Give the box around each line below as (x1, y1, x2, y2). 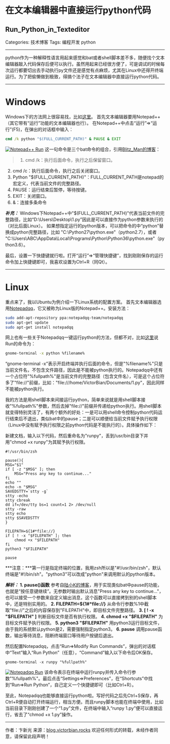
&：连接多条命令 (12, 199, 47, 205)
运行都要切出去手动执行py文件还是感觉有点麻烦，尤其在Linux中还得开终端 (9, 67, 163, 73)
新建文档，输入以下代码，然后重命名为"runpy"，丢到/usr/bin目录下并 (5, 433, 148, 439)
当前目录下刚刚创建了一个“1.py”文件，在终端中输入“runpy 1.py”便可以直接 (5, 705, 158, 711)
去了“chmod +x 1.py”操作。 (18, 712, 75, 718)
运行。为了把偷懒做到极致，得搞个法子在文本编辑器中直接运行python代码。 (5, 74, 162, 79)
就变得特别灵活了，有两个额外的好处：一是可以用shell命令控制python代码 (5, 409, 158, 415)
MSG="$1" (5, 462, 24, 468)
